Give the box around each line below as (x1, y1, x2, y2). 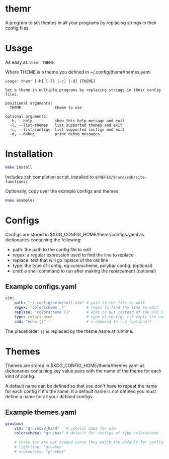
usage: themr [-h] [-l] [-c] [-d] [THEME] (5, 78, 96, 83)
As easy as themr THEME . (5, 59, 55, 65)
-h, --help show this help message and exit (10, 118, 125, 123)
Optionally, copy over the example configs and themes (5, 188, 118, 194)
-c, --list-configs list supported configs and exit (10, 127, 125, 132)
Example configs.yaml (5, 282, 77, 291)
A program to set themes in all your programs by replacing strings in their (5, 20, 157, 26)
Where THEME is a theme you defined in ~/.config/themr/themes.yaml (5, 69, 151, 75)
